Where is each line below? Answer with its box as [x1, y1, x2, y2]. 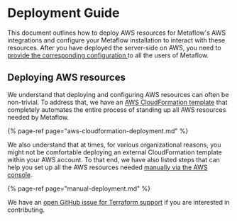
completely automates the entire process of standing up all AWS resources [7, 105, 226, 114]
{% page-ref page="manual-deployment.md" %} [7, 184, 151, 193]
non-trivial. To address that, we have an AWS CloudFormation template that [7, 98, 228, 106]
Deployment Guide [7, 5, 120, 21]
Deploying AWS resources [7, 72, 126, 84]
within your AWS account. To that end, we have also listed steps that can [7, 155, 220, 164]
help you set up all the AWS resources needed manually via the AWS [7, 163, 208, 171]
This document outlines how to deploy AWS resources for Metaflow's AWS [7, 28, 226, 37]
